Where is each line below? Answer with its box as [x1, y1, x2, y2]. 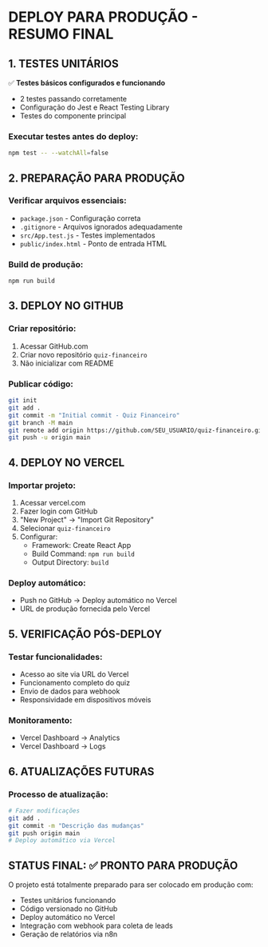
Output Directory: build [31, 557, 109, 567]
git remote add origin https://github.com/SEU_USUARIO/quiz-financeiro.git [8, 426, 266, 434]
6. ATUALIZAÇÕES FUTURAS [8, 765, 155, 778]
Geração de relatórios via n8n [19, 929, 118, 939]
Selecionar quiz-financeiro [19, 523, 112, 533]
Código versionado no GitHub [19, 904, 118, 913]
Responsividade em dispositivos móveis [19, 694, 152, 704]
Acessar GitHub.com [19, 341, 89, 351]
